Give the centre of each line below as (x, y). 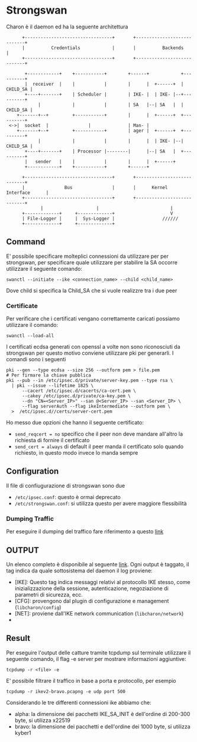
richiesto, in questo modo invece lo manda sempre (76, 453)
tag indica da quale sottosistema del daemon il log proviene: (79, 571)
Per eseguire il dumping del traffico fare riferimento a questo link (85, 532)
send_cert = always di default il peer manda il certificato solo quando (99, 446)
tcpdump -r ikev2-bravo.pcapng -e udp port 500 (66, 691)
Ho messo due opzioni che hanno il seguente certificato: (75, 423)
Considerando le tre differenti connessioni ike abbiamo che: (79, 702)
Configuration (33, 472)
